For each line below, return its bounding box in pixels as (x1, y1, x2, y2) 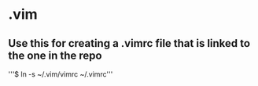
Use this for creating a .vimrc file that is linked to (8, 37, 250, 50)
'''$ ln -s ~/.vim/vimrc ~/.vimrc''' (8, 70, 113, 79)
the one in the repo (8, 48, 102, 62)
